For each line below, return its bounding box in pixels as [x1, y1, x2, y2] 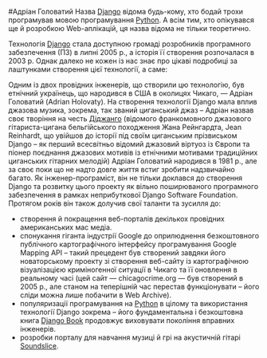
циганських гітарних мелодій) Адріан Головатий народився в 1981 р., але [8, 156, 257, 166]
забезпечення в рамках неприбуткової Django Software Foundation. [8, 191, 238, 199]
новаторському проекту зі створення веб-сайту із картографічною [19, 257, 249, 266]
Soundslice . [19, 341, 59, 350]
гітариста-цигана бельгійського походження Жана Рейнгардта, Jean [8, 123, 241, 132]
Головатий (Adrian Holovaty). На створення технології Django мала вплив [8, 97, 257, 106]
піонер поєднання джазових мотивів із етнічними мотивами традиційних [8, 148, 258, 157]
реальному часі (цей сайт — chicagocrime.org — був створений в [19, 273, 244, 282]
